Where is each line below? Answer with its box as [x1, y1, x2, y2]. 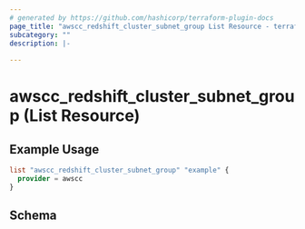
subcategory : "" [9, 30, 71, 39]
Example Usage [9, 142, 100, 157]
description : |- [9, 38, 71, 48]
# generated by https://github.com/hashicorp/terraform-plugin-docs [9, 13, 274, 23]
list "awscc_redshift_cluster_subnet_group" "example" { [9, 165, 230, 175]
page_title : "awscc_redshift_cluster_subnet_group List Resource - [9, 22, 271, 31]
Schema [9, 208, 57, 224]
